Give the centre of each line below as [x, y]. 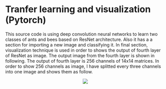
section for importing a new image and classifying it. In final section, [77, 45]
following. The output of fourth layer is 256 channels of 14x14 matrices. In [82, 61]
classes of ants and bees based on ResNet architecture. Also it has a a [79, 39]
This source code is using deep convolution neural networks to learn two [81, 34]
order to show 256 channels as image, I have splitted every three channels [83, 66]
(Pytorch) [26, 20]
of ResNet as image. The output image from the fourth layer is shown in [80, 55]
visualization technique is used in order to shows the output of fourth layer [83, 50]
